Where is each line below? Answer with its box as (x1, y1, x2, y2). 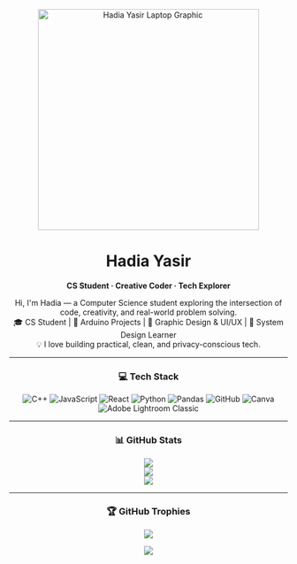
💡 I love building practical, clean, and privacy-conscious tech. (36, 339, 261, 349)
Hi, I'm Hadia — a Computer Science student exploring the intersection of (14, 297, 283, 308)
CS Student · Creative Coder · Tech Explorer (65, 280, 232, 291)
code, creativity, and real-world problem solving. (60, 307, 237, 317)
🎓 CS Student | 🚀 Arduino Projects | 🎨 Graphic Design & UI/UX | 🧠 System (12, 316, 285, 327)
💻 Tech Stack (118, 370, 179, 383)
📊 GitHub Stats (114, 434, 183, 446)
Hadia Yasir (105, 251, 192, 271)
